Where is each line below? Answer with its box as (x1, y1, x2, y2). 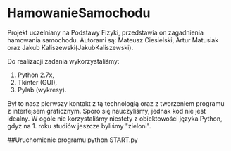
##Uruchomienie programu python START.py (7, 135, 139, 144)
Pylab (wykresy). (17, 85, 67, 94)
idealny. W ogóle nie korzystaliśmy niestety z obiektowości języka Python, (7, 114, 223, 123)
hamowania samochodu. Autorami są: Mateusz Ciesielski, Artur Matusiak (7, 35, 219, 44)
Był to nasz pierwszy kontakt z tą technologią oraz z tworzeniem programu (7, 99, 225, 107)
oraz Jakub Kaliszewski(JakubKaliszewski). (7, 43, 134, 52)
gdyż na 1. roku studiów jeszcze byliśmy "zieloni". (7, 121, 151, 130)
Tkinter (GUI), (17, 78, 58, 86)
